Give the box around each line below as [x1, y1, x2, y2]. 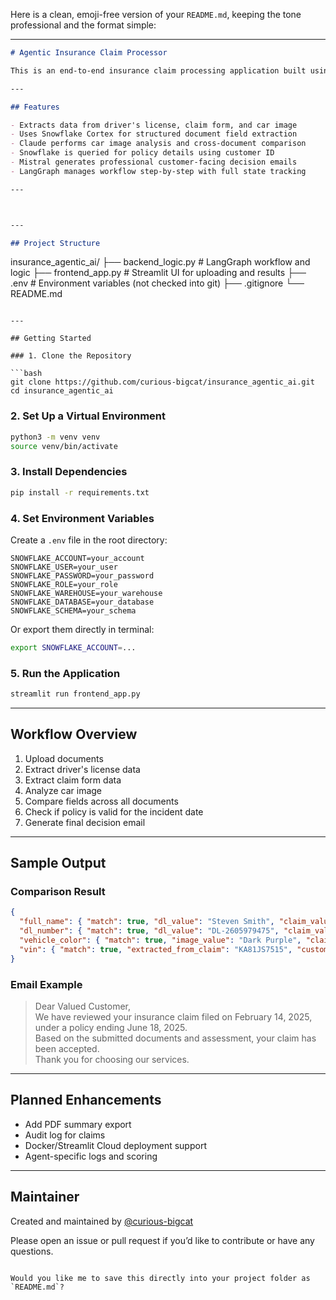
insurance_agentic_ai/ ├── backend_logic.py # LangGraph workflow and [10, 256, 311, 268]
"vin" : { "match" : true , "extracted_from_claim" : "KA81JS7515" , [19, 944, 293, 954]
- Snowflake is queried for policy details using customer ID [10, 148, 275, 158]
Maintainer [10, 1189, 80, 1206]
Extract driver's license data [24, 763, 141, 775]
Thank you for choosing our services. [34, 1053, 190, 1065]
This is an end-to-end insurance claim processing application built [10, 65, 307, 76]
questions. [10, 1245, 54, 1257]
